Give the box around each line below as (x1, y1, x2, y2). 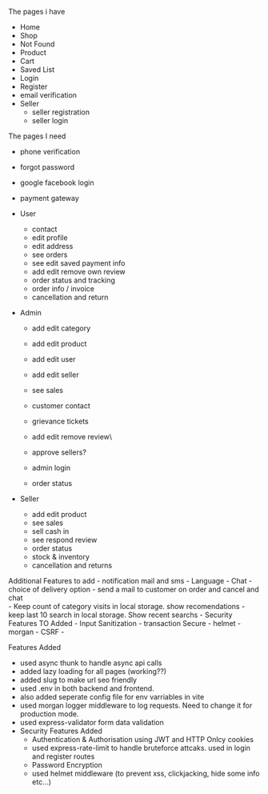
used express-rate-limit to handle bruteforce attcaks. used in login (31, 744, 250, 752)
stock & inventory (31, 552, 90, 561)
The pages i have (8, 7, 66, 16)
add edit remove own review (31, 267, 126, 276)
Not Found (19, 39, 55, 49)
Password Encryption (31, 760, 102, 769)
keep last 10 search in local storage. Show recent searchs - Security (8, 610, 233, 620)
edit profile (31, 233, 68, 243)
